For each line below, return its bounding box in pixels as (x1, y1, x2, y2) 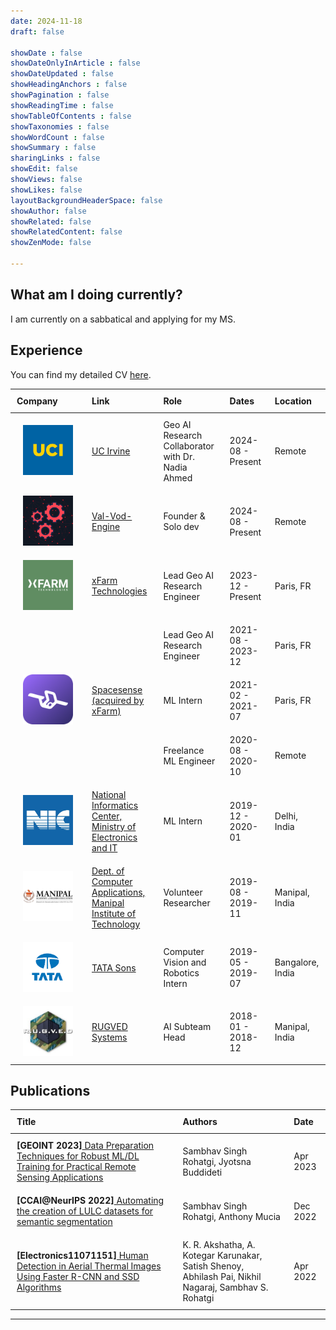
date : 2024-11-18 (10, 16, 83, 26)
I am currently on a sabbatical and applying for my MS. (10, 313, 236, 325)
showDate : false (10, 48, 83, 58)
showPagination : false (10, 90, 110, 100)
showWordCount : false (10, 132, 105, 142)
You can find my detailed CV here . (10, 368, 152, 380)
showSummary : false (10, 143, 97, 153)
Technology (91, 918, 141, 930)
